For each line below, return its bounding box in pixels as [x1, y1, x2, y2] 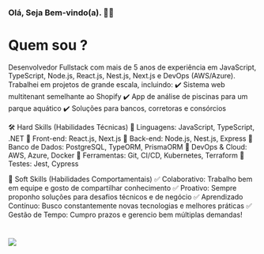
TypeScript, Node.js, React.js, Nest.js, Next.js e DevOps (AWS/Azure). [8, 70, 236, 80]
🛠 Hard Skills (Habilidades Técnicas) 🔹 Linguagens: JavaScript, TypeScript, [8, 122, 255, 131]
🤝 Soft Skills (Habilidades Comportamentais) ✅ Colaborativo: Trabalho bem [8, 174, 253, 184]
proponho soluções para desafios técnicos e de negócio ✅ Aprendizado [8, 191, 243, 201]
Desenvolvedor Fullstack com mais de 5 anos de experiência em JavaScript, [8, 63, 257, 72]
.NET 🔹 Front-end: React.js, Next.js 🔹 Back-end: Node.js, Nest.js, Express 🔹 [8, 134, 253, 143]
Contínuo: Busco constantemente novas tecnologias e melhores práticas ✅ [8, 201, 253, 210]
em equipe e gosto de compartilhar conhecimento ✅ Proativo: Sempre [8, 183, 237, 192]
